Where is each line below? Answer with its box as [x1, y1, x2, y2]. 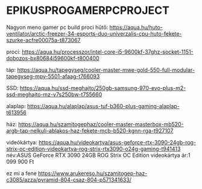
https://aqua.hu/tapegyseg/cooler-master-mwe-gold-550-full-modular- [17, 66, 195, 73]
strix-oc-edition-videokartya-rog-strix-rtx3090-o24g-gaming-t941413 [6, 145, 181, 152]
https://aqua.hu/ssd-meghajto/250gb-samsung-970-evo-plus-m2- [20, 84, 186, 91]
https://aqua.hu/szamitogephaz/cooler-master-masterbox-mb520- [17, 120, 184, 127]
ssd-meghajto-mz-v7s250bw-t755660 [6, 91, 103, 98]
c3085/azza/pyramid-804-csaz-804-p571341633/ [6, 176, 131, 183]
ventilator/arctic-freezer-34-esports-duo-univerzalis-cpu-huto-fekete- [6, 30, 182, 37]
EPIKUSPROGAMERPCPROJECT [6, 4, 170, 18]
